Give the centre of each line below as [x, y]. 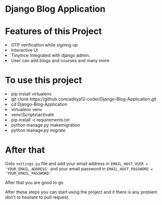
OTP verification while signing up [45, 45]
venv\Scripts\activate [33, 115]
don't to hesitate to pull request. [37, 197]
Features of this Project [53, 32]
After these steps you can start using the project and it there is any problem [81, 192]
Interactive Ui [25, 50]
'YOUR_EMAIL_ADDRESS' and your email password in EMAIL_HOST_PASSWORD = [79, 169]
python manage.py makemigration [46, 125]
